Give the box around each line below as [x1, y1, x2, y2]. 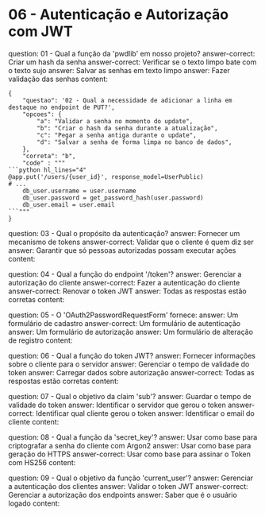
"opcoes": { [22, 110, 62, 118]
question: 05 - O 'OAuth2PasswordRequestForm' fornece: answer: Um [8, 310, 239, 320]
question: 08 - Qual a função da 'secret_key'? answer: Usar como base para [8, 432, 258, 442]
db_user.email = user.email [22, 200, 115, 208]
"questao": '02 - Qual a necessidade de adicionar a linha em [22, 96, 232, 104]
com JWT [8, 22, 73, 41]
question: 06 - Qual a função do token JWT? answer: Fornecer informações [8, 351, 256, 360]
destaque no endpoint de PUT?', [8, 103, 115, 111]
